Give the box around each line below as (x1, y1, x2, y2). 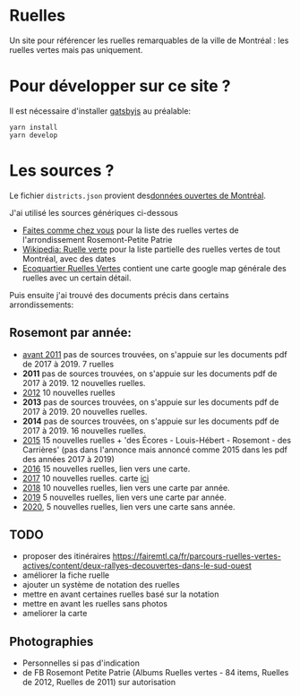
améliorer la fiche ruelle (21, 570, 110, 580)
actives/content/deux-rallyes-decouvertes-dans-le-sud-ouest (21, 561, 253, 571)
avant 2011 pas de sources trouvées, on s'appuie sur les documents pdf (21, 348, 288, 359)
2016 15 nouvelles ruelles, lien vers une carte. (21, 463, 191, 474)
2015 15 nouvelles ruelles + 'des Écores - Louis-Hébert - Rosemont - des (21, 434, 292, 445)
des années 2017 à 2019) (21, 453, 115, 464)
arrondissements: (9, 299, 74, 310)
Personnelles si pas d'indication (21, 657, 141, 668)
